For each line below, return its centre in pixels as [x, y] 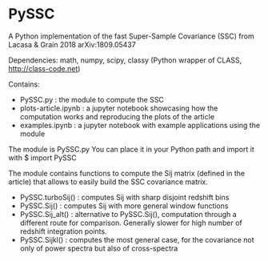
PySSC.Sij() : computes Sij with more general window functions [124, 206]
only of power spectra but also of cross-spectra [99, 248]
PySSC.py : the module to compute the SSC [92, 99]
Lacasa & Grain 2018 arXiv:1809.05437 [72, 44]
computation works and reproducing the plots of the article [117, 116]
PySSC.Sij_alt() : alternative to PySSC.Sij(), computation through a [128, 214]
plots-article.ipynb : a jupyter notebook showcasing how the [119, 108]
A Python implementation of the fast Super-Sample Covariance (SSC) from [131, 36]
